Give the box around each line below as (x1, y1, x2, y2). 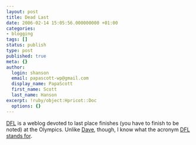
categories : (6, 25, 36, 32)
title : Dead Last (6, 14, 49, 20)
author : (6, 64, 26, 70)
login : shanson (11, 70, 49, 76)
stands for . (6, 132, 33, 139)
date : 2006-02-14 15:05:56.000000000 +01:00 (6, 20, 118, 26)
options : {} (11, 103, 42, 109)
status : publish (6, 42, 46, 48)
